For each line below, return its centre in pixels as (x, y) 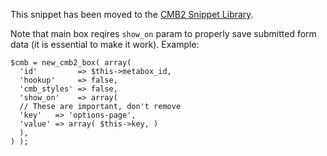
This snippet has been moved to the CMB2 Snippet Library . (132, 14)
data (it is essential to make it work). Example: (105, 44)
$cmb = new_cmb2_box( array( (71, 63)
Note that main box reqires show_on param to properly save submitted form (163, 33)
